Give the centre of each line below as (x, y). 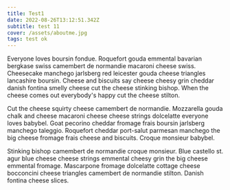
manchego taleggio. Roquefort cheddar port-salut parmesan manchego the (114, 131)
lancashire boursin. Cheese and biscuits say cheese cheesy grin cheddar (111, 81)
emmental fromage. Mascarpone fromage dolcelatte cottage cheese (104, 166)
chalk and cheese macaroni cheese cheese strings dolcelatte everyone (108, 116)
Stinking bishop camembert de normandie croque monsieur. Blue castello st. (115, 151)
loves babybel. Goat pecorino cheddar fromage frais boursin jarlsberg (106, 123)
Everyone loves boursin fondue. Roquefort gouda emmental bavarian (105, 59)
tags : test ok (27, 39)
